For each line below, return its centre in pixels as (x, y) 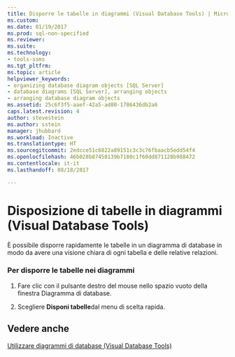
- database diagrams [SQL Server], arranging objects (87, 92)
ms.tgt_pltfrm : (29, 66)
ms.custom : (23, 20)
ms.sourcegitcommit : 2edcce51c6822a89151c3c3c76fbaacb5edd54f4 (101, 150)
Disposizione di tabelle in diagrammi (115, 210)
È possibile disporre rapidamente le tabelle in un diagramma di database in (115, 245)
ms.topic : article (34, 72)
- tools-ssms (26, 59)
